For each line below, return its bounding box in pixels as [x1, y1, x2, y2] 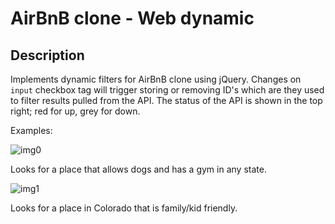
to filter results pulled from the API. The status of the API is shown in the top [10, 95, 323, 106]
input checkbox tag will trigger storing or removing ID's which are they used [10, 84, 325, 96]
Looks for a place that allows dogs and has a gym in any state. [10, 163, 267, 175]
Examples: [10, 125, 53, 136]
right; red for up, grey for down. [10, 105, 141, 117]
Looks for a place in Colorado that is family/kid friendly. [10, 202, 238, 214]
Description [10, 47, 85, 64]
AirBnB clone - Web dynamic [10, 7, 255, 30]
